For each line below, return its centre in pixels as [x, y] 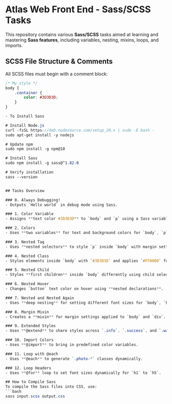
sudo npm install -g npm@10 [35, 149]
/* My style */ [21, 83]
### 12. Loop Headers [28, 368]
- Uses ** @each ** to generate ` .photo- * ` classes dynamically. [74, 359]
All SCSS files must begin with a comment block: [57, 74]
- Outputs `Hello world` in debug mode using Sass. [61, 205]
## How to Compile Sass [31, 382]
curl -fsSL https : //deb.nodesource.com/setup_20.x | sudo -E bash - [80, 130]
